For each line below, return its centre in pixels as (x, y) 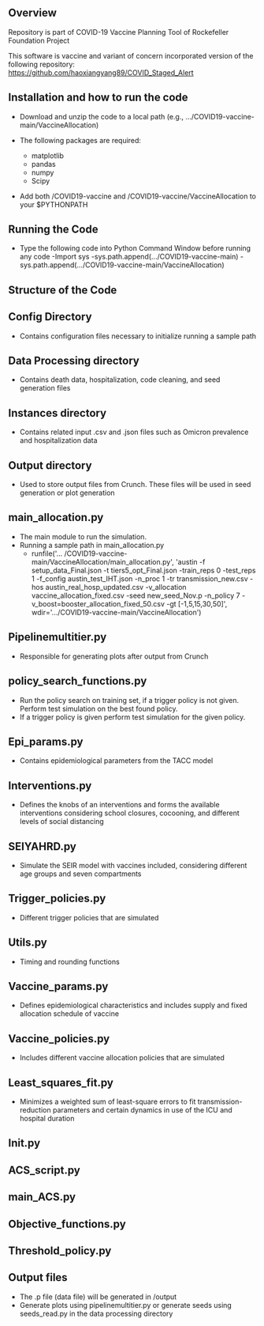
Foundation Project (39, 40)
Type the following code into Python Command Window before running (135, 248)
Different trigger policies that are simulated (89, 917)
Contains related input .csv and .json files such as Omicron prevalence (134, 432)
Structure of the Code (63, 290)
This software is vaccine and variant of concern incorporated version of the (131, 55)
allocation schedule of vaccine (69, 1014)
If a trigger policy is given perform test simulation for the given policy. (132, 717)
